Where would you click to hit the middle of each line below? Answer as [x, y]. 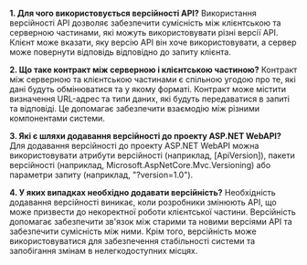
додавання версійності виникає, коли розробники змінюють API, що [143, 202]
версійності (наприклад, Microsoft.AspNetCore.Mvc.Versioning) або [140, 165]
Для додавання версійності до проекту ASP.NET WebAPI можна [134, 146]
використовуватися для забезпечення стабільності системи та [132, 241]
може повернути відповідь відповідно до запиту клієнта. [120, 52]
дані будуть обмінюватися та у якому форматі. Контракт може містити [148, 89]
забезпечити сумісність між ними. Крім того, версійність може [133, 231]
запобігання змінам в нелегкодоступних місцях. [104, 251]
